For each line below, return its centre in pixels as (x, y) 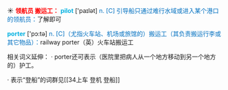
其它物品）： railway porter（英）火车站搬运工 (70, 42)
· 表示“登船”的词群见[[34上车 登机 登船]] (64, 80)
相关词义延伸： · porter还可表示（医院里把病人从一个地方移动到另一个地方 (112, 57)
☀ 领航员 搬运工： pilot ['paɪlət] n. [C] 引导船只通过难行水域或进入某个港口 (113, 11)
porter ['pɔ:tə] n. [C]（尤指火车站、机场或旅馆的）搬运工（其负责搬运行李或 (114, 34)
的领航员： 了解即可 (34, 19)
